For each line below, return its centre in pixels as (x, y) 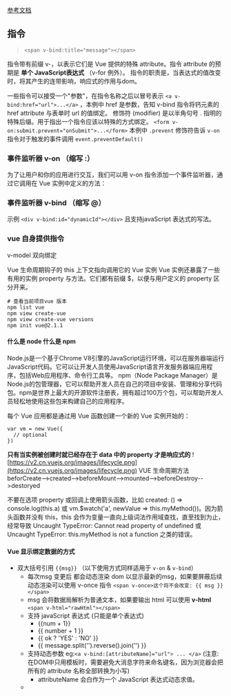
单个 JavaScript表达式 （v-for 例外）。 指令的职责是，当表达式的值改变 (121, 72)
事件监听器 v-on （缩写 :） (51, 158)
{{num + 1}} (54, 624)
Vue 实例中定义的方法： (73, 183)
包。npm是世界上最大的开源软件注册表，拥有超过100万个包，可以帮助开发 (112, 392)
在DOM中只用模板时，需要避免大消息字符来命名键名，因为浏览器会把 (125, 662)
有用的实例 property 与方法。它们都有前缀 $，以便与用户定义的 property (110, 278)
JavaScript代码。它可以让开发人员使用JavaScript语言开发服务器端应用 (107, 367)
